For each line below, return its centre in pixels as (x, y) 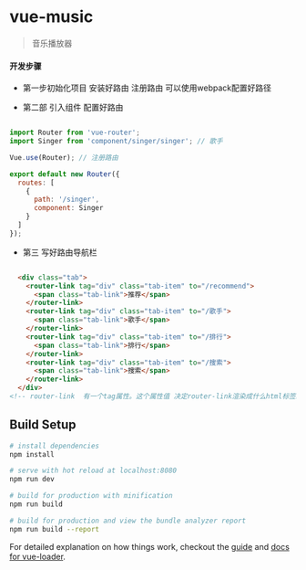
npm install (32, 454)
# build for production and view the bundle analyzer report (128, 521)
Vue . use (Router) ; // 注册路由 (64, 157)
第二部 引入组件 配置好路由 (73, 108)
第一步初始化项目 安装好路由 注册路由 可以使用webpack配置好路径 (147, 88)
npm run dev (32, 480)
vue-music (51, 17)
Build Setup (43, 425)
